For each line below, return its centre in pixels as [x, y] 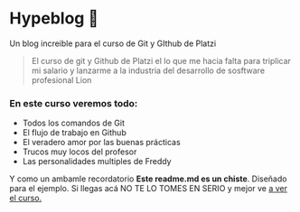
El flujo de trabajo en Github [74, 133]
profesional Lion [61, 79]
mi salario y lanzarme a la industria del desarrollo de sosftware [148, 70]
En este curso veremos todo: [74, 103]
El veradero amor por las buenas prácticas [101, 143]
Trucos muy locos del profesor [80, 152]
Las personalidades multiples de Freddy [97, 161]
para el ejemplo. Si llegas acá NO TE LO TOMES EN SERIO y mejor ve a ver [148, 189]
